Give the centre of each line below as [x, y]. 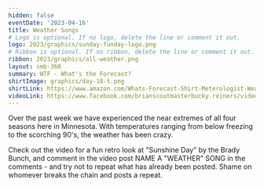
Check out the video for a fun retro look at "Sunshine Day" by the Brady [124, 150]
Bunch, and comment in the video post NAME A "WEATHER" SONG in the [127, 159]
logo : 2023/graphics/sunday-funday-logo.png [82, 45]
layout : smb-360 [35, 67]
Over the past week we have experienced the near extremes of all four [123, 118]
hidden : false [31, 15]
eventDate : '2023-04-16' [49, 23]
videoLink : [26, 96]
